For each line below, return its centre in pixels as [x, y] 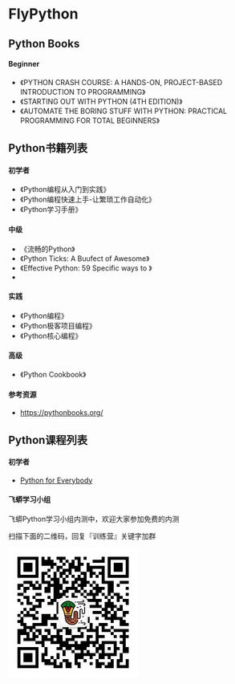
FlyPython [43, 14]
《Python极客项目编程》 [58, 325]
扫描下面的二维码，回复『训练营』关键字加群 [82, 535]
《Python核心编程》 [51, 336]
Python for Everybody [56, 480]
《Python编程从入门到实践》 [65, 189]
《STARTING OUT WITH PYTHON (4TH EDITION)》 [101, 101]
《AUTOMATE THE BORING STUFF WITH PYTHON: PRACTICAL [124, 111]
